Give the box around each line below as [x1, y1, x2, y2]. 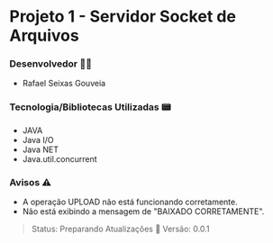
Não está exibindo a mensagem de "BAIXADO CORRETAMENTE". [22, 206, 265, 217]
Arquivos [9, 25, 79, 46]
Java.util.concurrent [22, 153, 97, 164]
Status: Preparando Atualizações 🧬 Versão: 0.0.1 [31, 223, 210, 235]
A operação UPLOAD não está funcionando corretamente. [22, 196, 239, 208]
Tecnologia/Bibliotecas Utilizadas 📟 [9, 101, 171, 113]
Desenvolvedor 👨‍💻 [9, 58, 93, 70]
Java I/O [22, 134, 54, 145]
